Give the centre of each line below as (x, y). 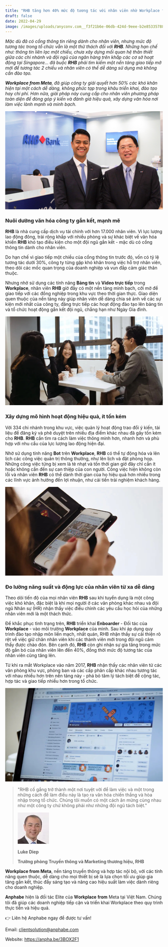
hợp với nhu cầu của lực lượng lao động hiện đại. (55, 443)
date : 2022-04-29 (23, 21)
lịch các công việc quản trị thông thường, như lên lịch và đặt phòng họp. (79, 458)
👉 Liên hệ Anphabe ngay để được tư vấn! (48, 918)
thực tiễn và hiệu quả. (27, 908)
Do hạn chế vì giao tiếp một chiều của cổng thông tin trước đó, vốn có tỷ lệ (82, 257)
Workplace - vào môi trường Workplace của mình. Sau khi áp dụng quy (79, 629)
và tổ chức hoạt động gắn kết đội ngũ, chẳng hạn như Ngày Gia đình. (76, 310)
